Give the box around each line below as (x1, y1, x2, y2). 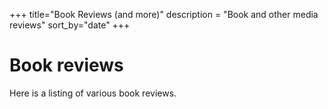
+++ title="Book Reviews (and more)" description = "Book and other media (9, 9, 319, 20)
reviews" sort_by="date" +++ (9, 19, 131, 31)
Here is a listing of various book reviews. (9, 87, 177, 99)
